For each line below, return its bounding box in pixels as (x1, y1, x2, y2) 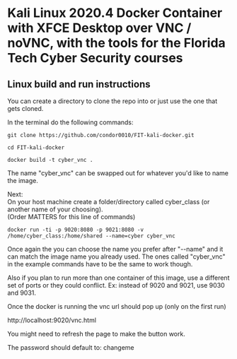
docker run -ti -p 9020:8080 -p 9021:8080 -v (7, 226, 144, 233)
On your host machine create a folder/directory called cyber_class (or (7, 198, 210, 206)
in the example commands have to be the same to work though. (7, 260, 193, 268)
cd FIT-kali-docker (7, 144, 65, 151)
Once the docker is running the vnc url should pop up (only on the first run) (7, 302, 226, 310)
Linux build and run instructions (7, 78, 151, 90)
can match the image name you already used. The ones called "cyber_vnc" (7, 252, 226, 261)
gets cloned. (7, 105, 44, 112)
